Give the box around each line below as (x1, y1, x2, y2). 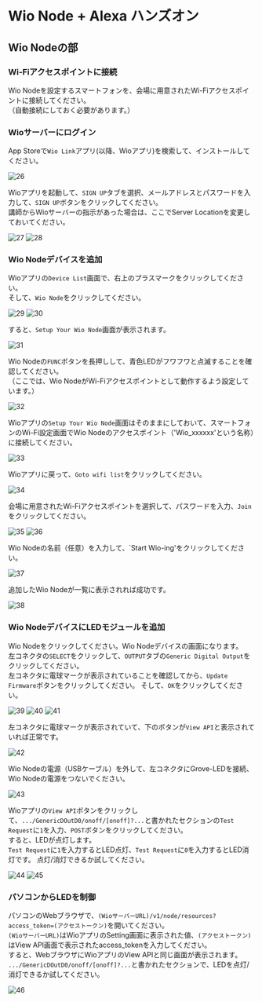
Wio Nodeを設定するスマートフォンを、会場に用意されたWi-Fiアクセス (8, 86, 236, 95)
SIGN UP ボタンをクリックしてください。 (35, 198, 163, 207)
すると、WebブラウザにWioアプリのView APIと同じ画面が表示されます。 (8, 950, 242, 960)
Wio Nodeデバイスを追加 (8, 254, 103, 265)
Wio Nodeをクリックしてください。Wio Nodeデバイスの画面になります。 (8, 641, 243, 650)
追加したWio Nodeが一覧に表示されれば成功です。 (8, 585, 170, 594)
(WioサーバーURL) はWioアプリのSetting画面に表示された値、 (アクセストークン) (8, 931, 252, 940)
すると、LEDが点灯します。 (8, 835, 96, 844)
